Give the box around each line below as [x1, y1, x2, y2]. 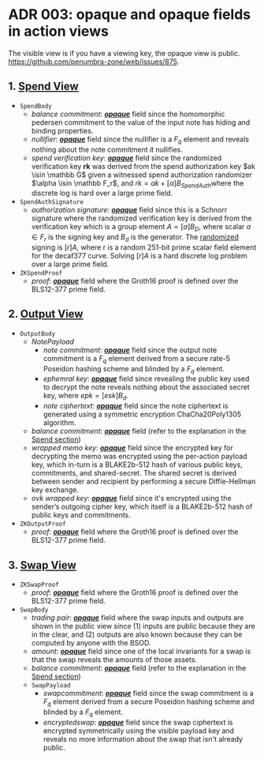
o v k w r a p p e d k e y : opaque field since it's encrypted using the [31, 494, 232, 503]
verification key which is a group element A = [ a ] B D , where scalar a [31, 222, 251, 234]
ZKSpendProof [19, 269, 63, 277]
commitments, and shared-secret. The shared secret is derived [31, 468, 237, 478]
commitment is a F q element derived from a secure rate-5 [43, 353, 231, 365]
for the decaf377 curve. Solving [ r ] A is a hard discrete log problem [31, 250, 248, 260]
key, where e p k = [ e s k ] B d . [43, 391, 128, 402]
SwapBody [19, 606, 49, 614]
